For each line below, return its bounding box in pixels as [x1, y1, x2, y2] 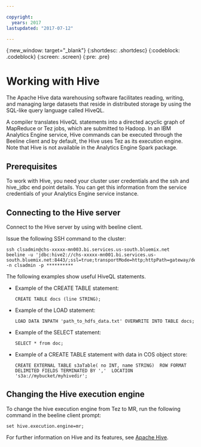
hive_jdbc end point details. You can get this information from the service [6, 184, 187, 191]
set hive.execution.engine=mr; [6, 423, 84, 429]
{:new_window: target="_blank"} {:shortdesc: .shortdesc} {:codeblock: [6, 47, 181, 54]
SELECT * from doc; [14, 340, 64, 346]
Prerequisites [6, 161, 57, 172]
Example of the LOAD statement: [14, 307, 96, 314]
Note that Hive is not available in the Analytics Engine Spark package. [6, 144, 178, 151]
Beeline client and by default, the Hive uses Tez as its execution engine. [6, 137, 183, 145]
